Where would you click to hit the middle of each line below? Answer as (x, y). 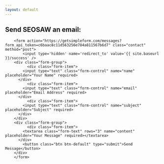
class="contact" (129, 45)
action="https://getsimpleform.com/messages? (74, 41)
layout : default (22, 10)
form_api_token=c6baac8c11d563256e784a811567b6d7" (58, 45)
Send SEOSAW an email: (43, 30)
